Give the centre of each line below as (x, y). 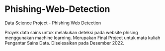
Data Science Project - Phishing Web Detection (53, 23)
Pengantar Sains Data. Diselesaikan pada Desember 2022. (65, 43)
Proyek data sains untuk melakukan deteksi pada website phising (71, 32)
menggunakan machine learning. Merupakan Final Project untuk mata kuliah (82, 38)
